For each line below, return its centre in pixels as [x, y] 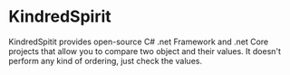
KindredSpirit [60, 17]
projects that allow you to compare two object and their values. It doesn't [145, 51]
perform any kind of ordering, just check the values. [106, 61]
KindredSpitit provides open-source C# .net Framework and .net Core [139, 42]
